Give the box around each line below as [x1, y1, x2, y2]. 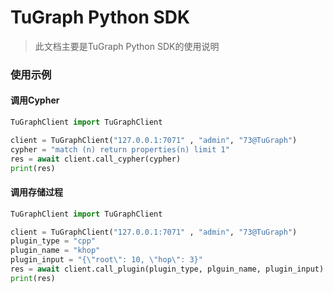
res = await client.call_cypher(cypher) [10, 154, 182, 164]
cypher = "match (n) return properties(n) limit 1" [10, 144, 230, 155]
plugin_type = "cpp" [10, 236, 97, 246]
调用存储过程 [10, 186, 63, 198]
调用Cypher [10, 94, 60, 106]
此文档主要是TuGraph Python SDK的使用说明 [34, 40, 220, 52]
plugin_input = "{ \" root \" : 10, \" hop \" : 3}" [10, 255, 203, 265]
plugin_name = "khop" [10, 246, 101, 256]
